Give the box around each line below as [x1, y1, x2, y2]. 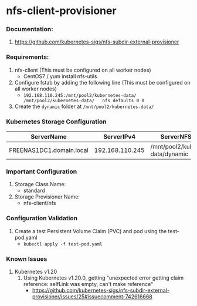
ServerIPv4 [103, 133, 136, 141]
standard [23, 187, 45, 194]
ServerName [30, 133, 67, 141]
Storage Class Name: [14, 181, 66, 188]
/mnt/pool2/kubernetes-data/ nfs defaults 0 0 [23, 97, 145, 103]
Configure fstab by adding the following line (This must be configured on [14, 79, 191, 86]
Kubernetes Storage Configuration [6, 117, 107, 126]
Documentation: [6, 25, 54, 33]
